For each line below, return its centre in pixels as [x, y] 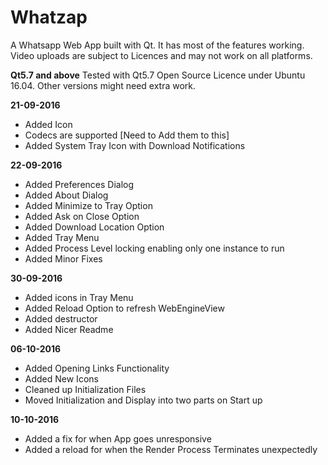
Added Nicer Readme [69, 329]
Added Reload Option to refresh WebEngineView [124, 308]
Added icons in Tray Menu [79, 297]
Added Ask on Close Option [82, 216]
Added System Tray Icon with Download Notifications [135, 145]
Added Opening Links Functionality [97, 368]
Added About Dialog [66, 195]
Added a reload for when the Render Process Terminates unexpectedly [171, 449]
